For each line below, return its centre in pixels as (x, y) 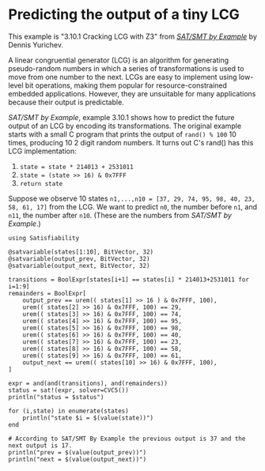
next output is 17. (40, 445)
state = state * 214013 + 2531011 (76, 167)
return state (41, 183)
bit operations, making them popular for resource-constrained (126, 85)
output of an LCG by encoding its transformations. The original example (125, 126)
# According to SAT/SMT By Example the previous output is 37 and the (127, 439)
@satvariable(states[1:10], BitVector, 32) (81, 252)
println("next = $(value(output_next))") (78, 459)
